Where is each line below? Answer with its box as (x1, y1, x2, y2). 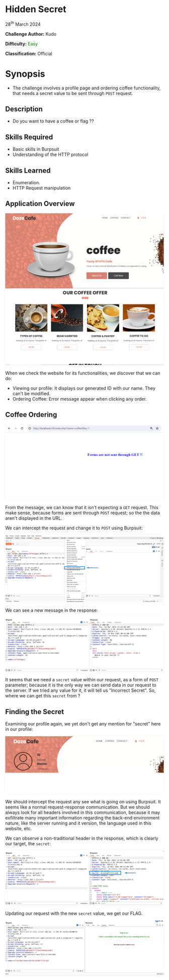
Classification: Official (5, 50, 53, 57)
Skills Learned (5, 166, 51, 175)
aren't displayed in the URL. (5, 515, 63, 521)
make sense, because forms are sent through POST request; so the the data (5, 510, 160, 516)
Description (5, 104, 43, 113)
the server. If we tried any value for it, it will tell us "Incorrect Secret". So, (5, 687, 156, 693)
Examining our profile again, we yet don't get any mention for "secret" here (5, 721, 161, 727)
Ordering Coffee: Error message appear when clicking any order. (12, 396, 147, 402)
